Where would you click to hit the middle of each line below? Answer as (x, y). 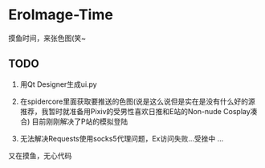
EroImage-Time (61, 15)
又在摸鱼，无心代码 (40, 155)
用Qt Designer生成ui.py (59, 84)
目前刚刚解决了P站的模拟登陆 (80, 121)
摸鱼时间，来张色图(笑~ (47, 38)
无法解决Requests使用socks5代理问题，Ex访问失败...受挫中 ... (122, 138)
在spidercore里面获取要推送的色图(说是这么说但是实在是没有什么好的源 (137, 101)
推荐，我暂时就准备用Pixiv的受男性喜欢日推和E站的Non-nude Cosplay (135, 111)
